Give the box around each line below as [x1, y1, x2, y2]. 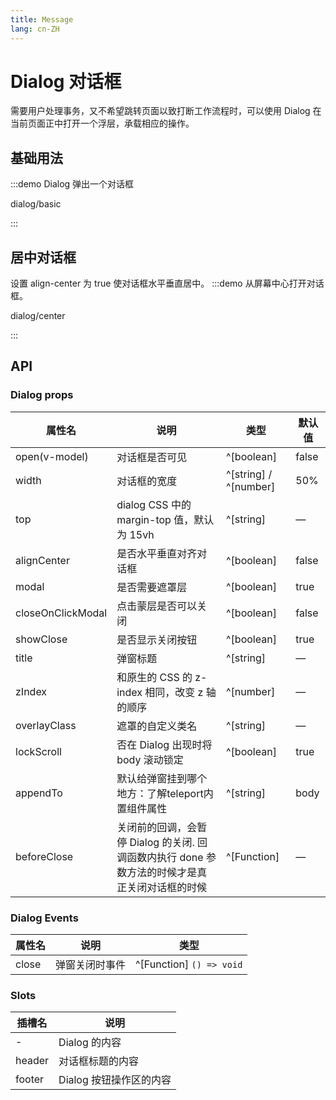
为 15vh [116, 527, 155, 541]
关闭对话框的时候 [126, 880, 208, 894]
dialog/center [10, 310, 66, 322]
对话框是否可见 [116, 450, 188, 464]
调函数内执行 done [116, 850, 204, 864]
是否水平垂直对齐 [116, 546, 198, 560]
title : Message [10, 14, 74, 25]
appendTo [15, 786, 63, 800]
